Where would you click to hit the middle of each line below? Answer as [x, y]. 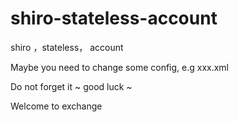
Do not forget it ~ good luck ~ [71, 86]
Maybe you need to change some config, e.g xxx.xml [120, 67]
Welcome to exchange [56, 106]
